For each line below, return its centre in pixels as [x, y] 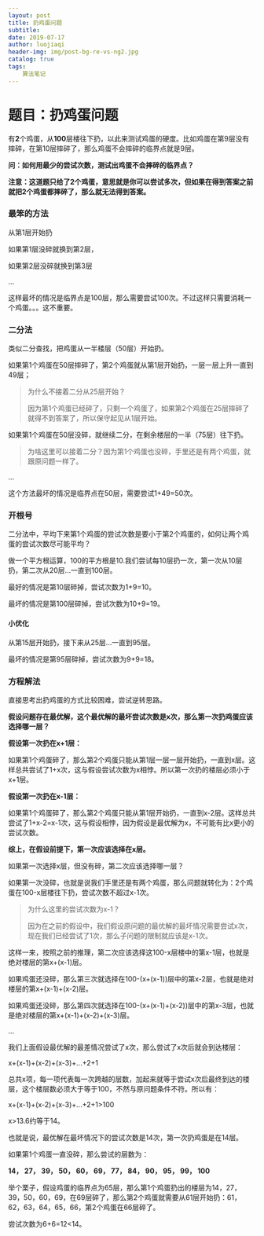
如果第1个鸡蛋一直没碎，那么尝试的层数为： [79, 1154]
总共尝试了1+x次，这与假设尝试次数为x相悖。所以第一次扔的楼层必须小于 [132, 769]
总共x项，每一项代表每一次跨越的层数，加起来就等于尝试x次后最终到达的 [126, 1079]
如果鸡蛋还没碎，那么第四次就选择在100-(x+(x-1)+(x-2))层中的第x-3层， [124, 1005]
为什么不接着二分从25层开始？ [76, 392]
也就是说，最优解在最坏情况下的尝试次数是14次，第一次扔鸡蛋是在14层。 [126, 1137]
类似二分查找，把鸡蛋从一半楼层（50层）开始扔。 [88, 348]
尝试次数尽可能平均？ [56, 544]
